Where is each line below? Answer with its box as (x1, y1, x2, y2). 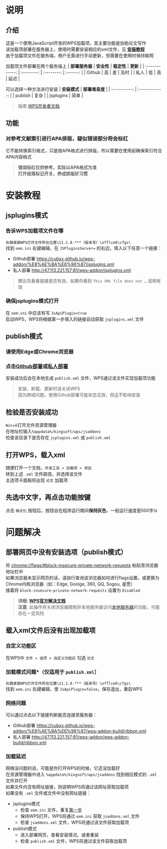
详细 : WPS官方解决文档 (17, 598, 66, 604)
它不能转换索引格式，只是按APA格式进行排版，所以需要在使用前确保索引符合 (5, 148, 163, 154)
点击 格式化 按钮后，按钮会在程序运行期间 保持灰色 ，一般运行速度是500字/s (5, 507, 158, 513)
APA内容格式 (5, 154, 32, 160)
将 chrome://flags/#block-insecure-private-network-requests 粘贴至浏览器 (5, 562, 159, 568)
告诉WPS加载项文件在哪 (5, 227, 64, 234)
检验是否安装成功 (5, 408, 58, 416)
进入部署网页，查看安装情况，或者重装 (20, 832, 99, 838)
